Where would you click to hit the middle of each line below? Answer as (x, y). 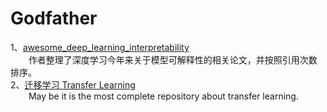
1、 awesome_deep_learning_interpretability (100, 47)
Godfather (54, 18)
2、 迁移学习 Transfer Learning (73, 84)
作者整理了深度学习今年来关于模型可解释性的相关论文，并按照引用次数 (173, 59)
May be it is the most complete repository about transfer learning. (163, 96)
